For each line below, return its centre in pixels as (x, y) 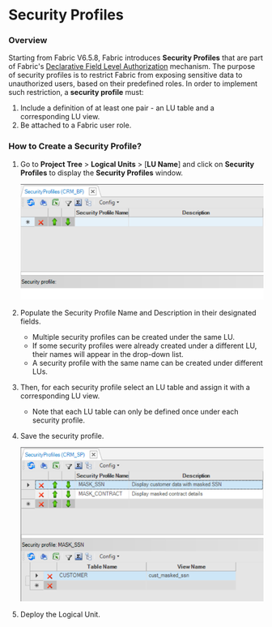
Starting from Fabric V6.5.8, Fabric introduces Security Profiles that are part (136, 58)
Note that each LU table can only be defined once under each (135, 411)
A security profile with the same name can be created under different (147, 363)
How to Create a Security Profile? (75, 146)
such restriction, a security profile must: (76, 92)
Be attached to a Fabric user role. (76, 125)
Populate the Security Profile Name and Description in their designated (138, 312)
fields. (30, 321)
